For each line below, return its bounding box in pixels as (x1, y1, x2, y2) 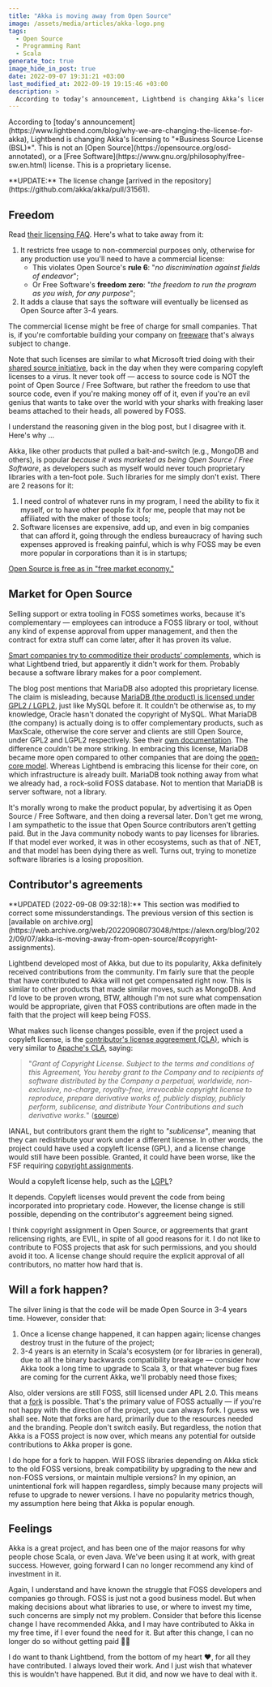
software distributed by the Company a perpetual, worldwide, (28, 1076, 235, 1086)
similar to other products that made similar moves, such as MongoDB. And (8, 983, 257, 994)
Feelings (8, 1521, 53, 1535)
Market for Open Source (8, 587, 133, 601)
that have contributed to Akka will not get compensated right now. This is (8, 975, 253, 985)
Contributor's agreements (8, 878, 143, 892)
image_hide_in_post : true (8, 65, 96, 73)
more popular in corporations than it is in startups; (19, 549, 188, 558)
